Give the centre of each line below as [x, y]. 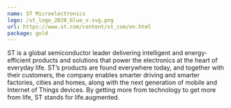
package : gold [28, 33]
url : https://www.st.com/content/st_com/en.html [79, 26]
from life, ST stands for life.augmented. [64, 98]
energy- [196, 53]
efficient [19, 61]
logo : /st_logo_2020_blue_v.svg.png [60, 20]
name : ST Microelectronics [46, 14]
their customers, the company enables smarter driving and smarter [104, 75]
